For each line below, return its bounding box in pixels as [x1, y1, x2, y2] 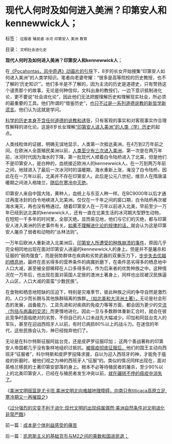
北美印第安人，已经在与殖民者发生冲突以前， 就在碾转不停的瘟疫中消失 [14, 370, 162, 376]
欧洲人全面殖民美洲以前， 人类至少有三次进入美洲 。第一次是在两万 [18, 147, 158, 154]
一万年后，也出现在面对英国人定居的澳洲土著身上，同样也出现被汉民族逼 [14, 271, 167, 278]
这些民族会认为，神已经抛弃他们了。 [14, 327, 91, 333]
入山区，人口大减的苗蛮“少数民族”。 [5, 278, 81, 284]
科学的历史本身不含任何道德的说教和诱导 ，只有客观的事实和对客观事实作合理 [5, 117, 167, 123]
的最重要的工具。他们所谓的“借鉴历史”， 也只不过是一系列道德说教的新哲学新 [5, 100, 166, 106]
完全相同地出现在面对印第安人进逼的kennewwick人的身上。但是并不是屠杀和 [5, 246, 166, 252]
